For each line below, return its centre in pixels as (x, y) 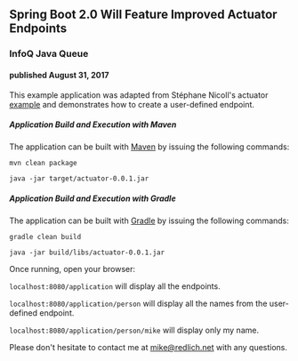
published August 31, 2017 (59, 75)
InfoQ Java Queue (49, 54)
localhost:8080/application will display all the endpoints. (115, 286)
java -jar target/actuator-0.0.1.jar (79, 179)
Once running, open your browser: (72, 269)
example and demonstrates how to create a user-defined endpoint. (132, 104)
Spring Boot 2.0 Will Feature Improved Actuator (143, 15)
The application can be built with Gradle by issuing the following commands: (149, 221)
